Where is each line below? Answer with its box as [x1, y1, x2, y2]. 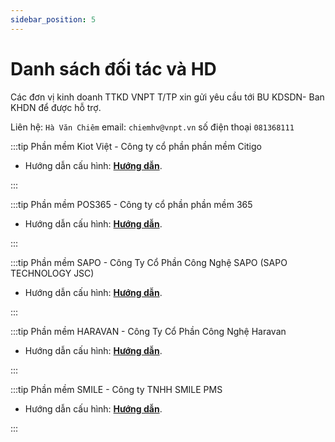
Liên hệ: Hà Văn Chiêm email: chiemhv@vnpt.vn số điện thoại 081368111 [10, 121, 295, 133]
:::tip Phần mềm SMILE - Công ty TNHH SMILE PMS [10, 383, 223, 395]
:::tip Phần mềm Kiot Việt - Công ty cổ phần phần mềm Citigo [10, 140, 262, 152]
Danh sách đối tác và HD [10, 57, 217, 80]
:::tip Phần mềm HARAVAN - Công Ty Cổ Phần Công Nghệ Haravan [10, 325, 287, 337]
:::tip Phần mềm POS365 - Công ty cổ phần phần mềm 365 [10, 198, 253, 210]
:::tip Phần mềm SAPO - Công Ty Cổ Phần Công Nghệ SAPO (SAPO [10, 256, 288, 268]
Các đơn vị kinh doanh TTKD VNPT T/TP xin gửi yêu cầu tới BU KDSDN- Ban [10, 91, 325, 103]
